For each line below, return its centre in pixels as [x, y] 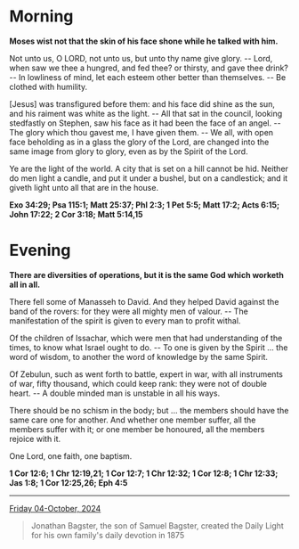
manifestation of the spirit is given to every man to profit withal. [125, 320]
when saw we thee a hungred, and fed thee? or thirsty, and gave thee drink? [149, 68]
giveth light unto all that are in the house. [84, 187]
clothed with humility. [48, 86]
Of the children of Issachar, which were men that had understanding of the [146, 338]
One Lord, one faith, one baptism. [71, 455]
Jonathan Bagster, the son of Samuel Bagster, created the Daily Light [158, 525]
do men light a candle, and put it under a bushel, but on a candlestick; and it [149, 178]
